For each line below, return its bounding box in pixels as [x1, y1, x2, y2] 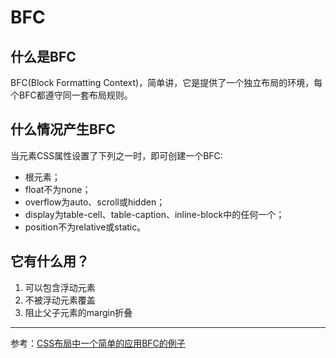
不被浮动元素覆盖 [24, 294, 96, 306]
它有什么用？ [10, 253, 90, 270]
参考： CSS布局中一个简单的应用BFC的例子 [10, 337, 186, 349]
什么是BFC [10, 48, 77, 65]
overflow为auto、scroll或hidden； [24, 196, 166, 208]
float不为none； [24, 183, 92, 195]
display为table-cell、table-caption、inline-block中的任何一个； [24, 208, 285, 220]
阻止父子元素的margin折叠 [24, 306, 133, 318]
